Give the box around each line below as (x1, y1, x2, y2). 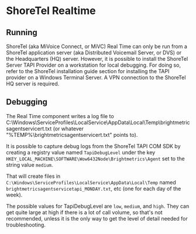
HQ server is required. (6, 80, 60, 87)
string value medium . (6, 161, 53, 168)
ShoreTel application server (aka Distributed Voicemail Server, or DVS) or (6, 49, 182, 56)
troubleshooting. (6, 221, 46, 228)
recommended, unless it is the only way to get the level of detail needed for (6, 215, 188, 222)
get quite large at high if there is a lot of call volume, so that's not (6, 209, 163, 216)
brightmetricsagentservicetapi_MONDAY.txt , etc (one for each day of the (6, 185, 181, 192)
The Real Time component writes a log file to (6, 112, 114, 119)
